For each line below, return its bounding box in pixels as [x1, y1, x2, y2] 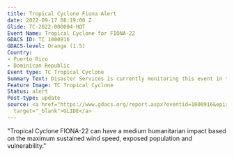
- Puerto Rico [7, 56, 49, 63]
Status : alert [7, 88, 49, 95]
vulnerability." [7, 141, 47, 150]
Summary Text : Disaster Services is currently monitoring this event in [7, 75, 223, 82]
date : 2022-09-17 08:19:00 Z [7, 17, 92, 24]
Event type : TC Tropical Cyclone [7, 68, 104, 75]
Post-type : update [7, 95, 61, 102]
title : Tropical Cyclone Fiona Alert [7, 10, 117, 17]
